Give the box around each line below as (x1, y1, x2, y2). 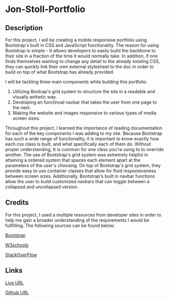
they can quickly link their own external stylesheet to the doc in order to (5, 64, 154, 69)
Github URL (5, 289, 29, 295)
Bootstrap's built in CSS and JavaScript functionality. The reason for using (5, 42, 159, 48)
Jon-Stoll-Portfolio (5, 4, 86, 15)
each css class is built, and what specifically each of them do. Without (5, 141, 151, 147)
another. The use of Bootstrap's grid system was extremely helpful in (5, 152, 148, 158)
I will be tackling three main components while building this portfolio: (5, 79, 147, 85)
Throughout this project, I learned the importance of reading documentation (5, 125, 162, 131)
